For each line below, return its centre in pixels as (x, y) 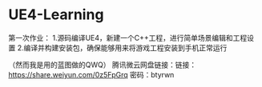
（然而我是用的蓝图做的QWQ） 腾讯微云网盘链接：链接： (103, 65)
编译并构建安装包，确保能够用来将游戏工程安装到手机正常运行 (125, 47)
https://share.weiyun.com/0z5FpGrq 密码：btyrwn (91, 74)
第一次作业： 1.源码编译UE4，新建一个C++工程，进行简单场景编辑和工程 (128, 38)
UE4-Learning (56, 15)
